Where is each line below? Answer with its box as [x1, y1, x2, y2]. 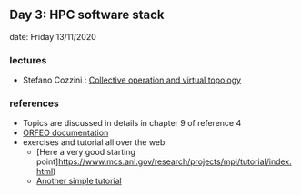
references [9, 97, 59, 110]
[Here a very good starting [35, 147, 136, 158]
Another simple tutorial [35, 176, 122, 187]
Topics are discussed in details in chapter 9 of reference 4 [22, 118, 242, 129]
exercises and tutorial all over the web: [22, 137, 168, 148]
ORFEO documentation [22, 127, 109, 139]
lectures [9, 54, 47, 66]
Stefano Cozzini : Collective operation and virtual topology [22, 74, 242, 85]
